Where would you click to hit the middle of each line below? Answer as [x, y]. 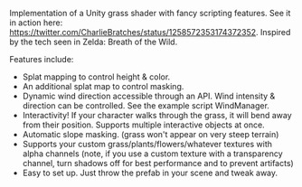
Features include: [42, 59]
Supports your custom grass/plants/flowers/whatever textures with [147, 144]
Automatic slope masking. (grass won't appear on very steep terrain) [151, 134]
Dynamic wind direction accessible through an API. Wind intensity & [149, 96]
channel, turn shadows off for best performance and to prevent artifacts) [158, 163]
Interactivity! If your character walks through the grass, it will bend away [157, 115]
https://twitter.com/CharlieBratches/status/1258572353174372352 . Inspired [150, 32]
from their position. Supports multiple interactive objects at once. [143, 125]
